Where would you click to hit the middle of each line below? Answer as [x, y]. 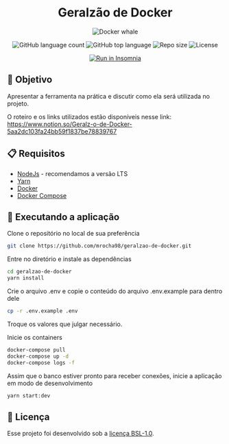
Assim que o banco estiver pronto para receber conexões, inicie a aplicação [114, 375]
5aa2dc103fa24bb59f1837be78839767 [62, 131]
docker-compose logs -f [41, 362]
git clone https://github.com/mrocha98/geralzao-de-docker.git [99, 246]
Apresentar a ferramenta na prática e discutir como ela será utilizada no [109, 96]
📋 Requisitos [36, 154]
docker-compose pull [37, 350]
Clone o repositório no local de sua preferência [73, 234]
